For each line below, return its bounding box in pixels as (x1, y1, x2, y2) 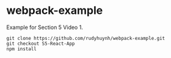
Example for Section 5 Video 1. (6, 24, 84, 31)
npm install (6, 46, 37, 52)
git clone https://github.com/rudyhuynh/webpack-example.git (6, 35, 166, 41)
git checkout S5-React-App (6, 40, 75, 47)
